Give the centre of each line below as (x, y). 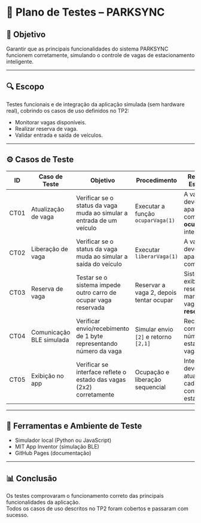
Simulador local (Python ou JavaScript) (63, 440)
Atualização (48, 209)
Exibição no (47, 376)
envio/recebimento (103, 328)
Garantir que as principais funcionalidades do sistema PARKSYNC (87, 49)
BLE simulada (50, 340)
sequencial (150, 387)
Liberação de (50, 249)
